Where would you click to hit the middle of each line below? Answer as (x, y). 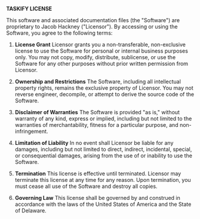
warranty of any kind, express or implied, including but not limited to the (103, 118)
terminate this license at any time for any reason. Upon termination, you (103, 180)
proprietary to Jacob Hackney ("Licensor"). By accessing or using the (92, 27)
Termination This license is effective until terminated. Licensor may (98, 174)
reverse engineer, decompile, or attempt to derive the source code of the (104, 94)
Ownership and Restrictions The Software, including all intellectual (98, 81)
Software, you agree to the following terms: (59, 33)
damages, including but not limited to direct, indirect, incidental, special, (103, 149)
